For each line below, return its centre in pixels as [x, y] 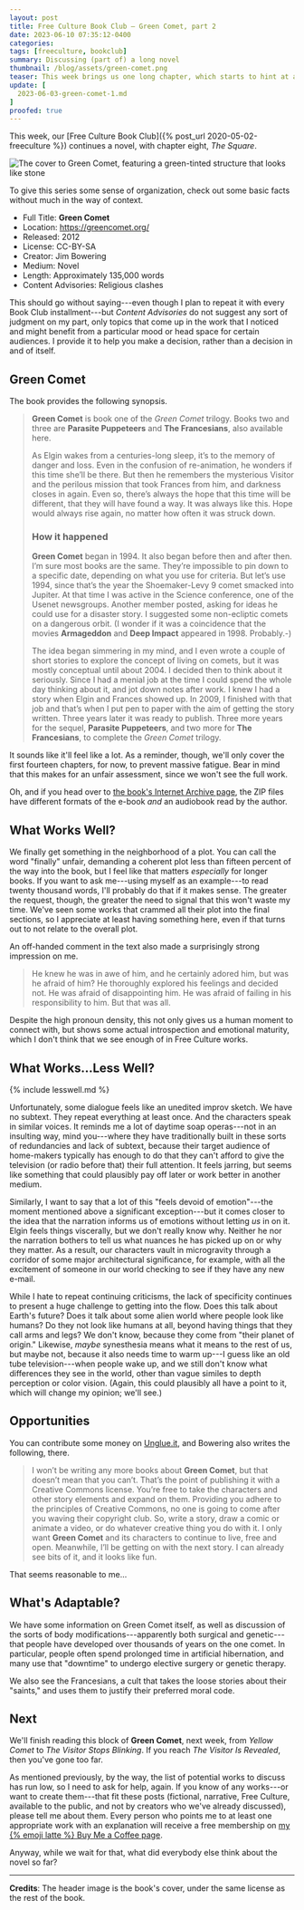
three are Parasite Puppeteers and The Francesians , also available [157, 429]
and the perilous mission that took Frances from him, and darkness [156, 485]
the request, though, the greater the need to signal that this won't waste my [150, 900]
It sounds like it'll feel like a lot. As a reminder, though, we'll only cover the [147, 755]
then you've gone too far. [57, 1760]
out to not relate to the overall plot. [74, 929]
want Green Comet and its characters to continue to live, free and [154, 1538]
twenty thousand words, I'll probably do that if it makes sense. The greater [148, 891]
